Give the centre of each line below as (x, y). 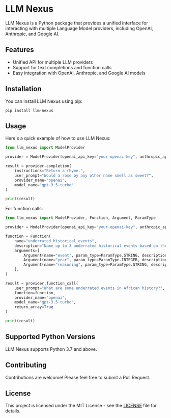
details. (13, 411)
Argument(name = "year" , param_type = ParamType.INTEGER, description (95, 260)
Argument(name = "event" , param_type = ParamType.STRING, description (95, 255)
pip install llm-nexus (29, 110)
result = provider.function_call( (42, 283)
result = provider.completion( (38, 166)
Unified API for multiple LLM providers (53, 62)
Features (20, 50)
